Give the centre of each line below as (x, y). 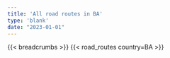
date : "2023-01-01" (36, 27)
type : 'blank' (28, 21)
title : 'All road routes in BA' (55, 14)
